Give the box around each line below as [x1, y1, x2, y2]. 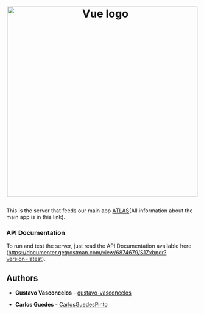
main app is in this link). [6, 214, 66, 221]
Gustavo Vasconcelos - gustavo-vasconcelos [15, 289, 132, 296]
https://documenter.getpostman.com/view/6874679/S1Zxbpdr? [8, 249, 167, 256]
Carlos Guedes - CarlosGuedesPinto [15, 301, 108, 309]
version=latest [6, 256, 43, 263]
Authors [6, 273, 38, 283]
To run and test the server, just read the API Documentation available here [6, 242, 192, 249]
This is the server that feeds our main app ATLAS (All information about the [6, 207, 193, 214]
